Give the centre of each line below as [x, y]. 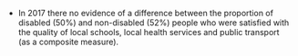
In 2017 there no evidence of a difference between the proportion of [145, 13]
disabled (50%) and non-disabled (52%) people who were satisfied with [154, 23]
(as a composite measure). [68, 42]
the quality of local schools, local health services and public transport [149, 32]
